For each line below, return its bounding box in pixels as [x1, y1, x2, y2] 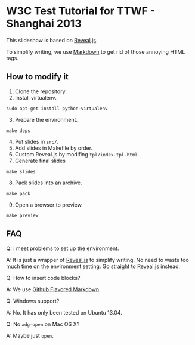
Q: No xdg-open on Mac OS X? [6, 321, 80, 328]
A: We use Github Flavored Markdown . [6, 285, 101, 293]
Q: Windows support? [6, 297, 60, 304]
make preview [6, 212, 39, 218]
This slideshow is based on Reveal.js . [6, 36, 98, 44]
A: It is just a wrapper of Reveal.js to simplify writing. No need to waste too [6, 256, 189, 263]
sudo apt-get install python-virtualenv [6, 106, 109, 112]
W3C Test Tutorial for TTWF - [6, 4, 156, 18]
